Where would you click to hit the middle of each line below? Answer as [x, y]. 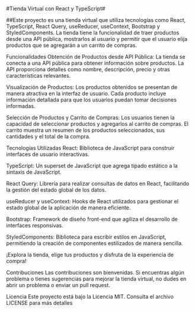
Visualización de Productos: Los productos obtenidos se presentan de [92, 87]
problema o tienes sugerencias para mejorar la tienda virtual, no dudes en [96, 279]
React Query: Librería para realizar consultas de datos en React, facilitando [98, 184]
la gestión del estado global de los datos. [56, 190]
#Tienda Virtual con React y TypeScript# [56, 9]
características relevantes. [39, 76]
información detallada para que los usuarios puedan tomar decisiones [91, 100]
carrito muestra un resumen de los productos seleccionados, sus [85, 130]
